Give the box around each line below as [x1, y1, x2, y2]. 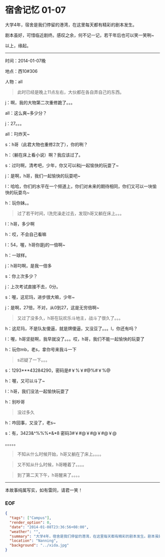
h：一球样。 [5, 252, 29, 258]
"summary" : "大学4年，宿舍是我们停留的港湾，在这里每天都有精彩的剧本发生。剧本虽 [9, 534, 159, 539]
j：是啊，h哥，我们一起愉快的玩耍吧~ [5, 173, 81, 179]
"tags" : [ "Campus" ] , [9, 516, 52, 521]
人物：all [5, 78, 23, 84]
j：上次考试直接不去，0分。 [5, 284, 61, 290]
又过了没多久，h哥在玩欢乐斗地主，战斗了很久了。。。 [17, 315, 124, 321]
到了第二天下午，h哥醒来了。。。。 [17, 472, 82, 478]
